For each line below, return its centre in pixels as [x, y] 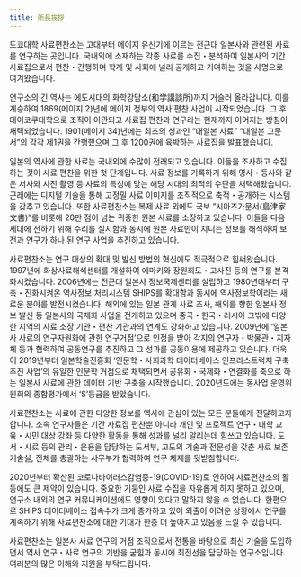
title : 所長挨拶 [37, 18]
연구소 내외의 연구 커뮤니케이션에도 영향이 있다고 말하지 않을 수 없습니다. [136, 499]
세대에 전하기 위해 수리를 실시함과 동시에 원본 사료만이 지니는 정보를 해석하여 [144, 228]
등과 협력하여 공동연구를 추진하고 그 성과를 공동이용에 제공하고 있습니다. [145, 349]
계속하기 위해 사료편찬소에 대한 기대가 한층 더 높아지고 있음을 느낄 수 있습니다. [146, 521]
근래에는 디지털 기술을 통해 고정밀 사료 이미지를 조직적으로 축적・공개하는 [138, 195]
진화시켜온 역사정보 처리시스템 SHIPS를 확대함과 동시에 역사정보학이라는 [151, 292]
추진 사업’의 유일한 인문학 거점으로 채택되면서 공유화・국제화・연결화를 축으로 [146, 371]
